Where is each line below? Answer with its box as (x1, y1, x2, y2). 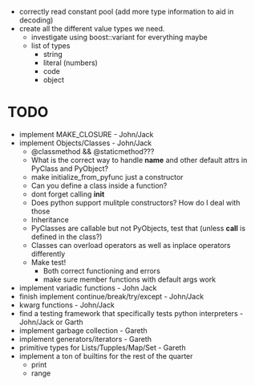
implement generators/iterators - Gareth (18, 334, 152, 343)
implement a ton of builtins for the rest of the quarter (18, 351, 193, 360)
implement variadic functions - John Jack (18, 282, 157, 292)
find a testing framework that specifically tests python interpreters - (18, 308, 244, 318)
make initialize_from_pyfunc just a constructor (30, 172, 184, 181)
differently (30, 249, 66, 258)
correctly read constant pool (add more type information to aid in (18, 7, 234, 16)
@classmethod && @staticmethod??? (30, 146, 155, 156)
